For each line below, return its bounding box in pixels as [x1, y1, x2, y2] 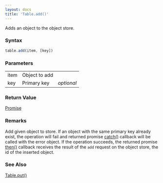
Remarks [5, 117, 27, 124]
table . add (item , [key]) [5, 48, 54, 53]
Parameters [5, 59, 33, 66]
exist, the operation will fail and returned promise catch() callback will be [5, 133, 151, 139]
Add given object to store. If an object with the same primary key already [5, 128, 151, 134]
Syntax [5, 37, 22, 44]
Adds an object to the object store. [5, 25, 74, 31]
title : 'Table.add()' [5, 12, 49, 17]
